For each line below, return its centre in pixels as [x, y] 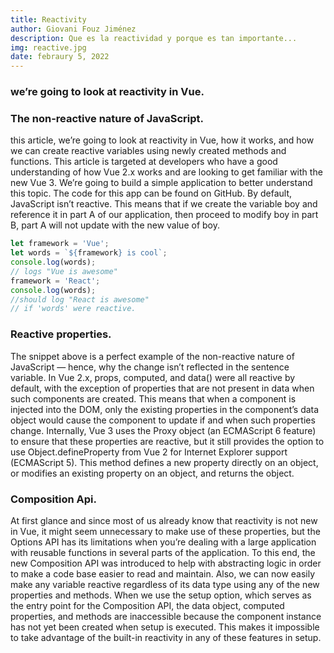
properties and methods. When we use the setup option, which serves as [161, 595]
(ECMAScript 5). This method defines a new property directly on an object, [164, 462]
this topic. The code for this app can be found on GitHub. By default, [151, 193]
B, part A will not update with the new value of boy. [115, 225]
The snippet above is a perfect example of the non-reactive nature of [152, 356]
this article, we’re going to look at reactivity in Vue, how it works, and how [162, 140]
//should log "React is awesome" [80, 299]
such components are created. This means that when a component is [153, 398]
